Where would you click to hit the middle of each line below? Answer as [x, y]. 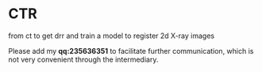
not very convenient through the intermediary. [83, 59]
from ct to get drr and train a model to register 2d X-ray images [112, 36]
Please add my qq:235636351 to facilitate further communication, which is [131, 51]
